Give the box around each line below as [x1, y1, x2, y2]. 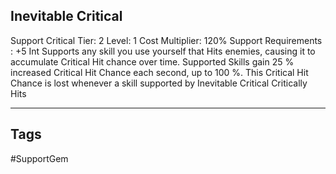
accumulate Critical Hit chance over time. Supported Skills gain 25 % [10, 55, 295, 68]
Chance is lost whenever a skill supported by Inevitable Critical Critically [10, 77, 308, 89]
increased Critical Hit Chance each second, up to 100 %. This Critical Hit [10, 66, 309, 78]
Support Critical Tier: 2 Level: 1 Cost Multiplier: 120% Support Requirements [10, 34, 323, 46]
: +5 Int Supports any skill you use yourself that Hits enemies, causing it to [10, 45, 316, 57]
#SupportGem [10, 152, 69, 164]
